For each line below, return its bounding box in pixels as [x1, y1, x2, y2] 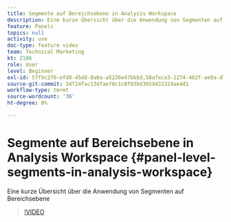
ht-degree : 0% [7, 100, 48, 107]
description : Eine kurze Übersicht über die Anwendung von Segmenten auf [7, 16, 223, 23]
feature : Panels [7, 23, 54, 30]
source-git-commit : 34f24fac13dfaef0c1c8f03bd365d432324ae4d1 [7, 80, 189, 87]
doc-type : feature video [7, 42, 78, 49]
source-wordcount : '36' [7, 93, 76, 100]
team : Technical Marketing [7, 49, 85, 56]
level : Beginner [7, 67, 54, 74]
